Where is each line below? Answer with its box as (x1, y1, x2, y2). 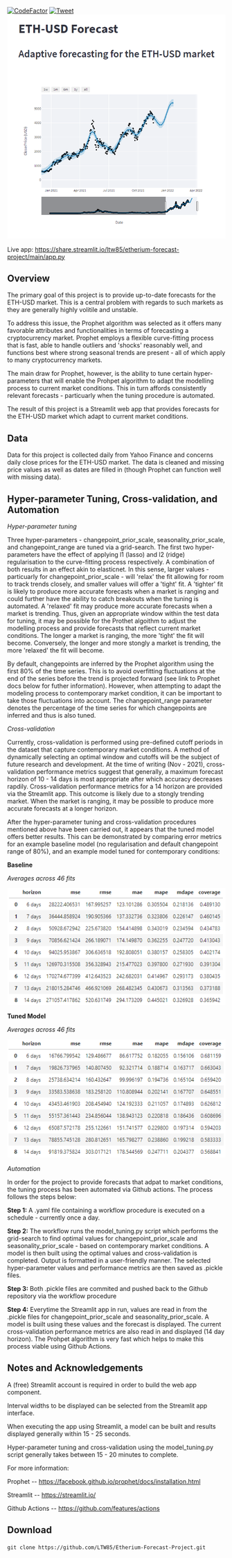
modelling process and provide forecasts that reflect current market (7, 624, 201, 632)
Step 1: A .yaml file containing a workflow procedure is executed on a (7, 1206, 206, 1214)
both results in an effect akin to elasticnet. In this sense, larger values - (7, 565, 209, 573)
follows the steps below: (7, 1193, 77, 1201)
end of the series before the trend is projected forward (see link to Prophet (7, 675, 220, 682)
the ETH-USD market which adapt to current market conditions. (7, 413, 188, 421)
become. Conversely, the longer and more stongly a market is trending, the (7, 639, 222, 647)
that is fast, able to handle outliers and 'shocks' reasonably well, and (7, 341, 203, 349)
